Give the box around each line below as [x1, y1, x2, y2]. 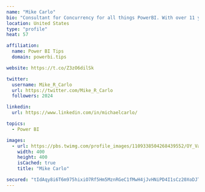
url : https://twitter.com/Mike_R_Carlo [12, 87, 113, 93]
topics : [6, 121, 26, 127]
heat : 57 [6, 32, 29, 38]
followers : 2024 [12, 93, 53, 99]
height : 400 [17, 154, 48, 160]
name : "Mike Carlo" [6, 9, 56, 15]
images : [6, 137, 26, 143]
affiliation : [6, 43, 40, 49]
